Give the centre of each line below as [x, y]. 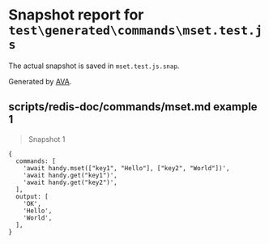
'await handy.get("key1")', [70, 175]
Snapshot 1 [47, 139]
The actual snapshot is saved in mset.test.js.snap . [94, 66]
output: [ [32, 196]
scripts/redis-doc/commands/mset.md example [133, 107]
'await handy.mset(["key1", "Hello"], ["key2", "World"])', [126, 168]
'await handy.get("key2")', [70, 182]
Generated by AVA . [40, 81]
